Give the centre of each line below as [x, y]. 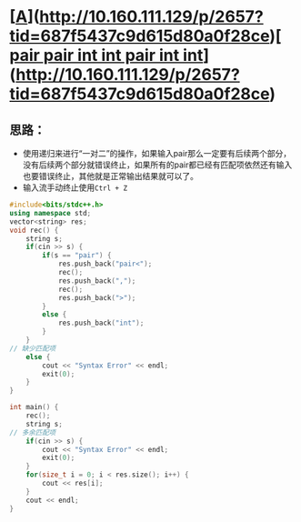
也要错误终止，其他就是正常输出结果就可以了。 [110, 176]
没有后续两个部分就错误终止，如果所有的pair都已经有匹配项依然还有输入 [157, 165]
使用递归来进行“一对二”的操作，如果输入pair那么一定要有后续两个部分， [157, 153]
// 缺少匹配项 [33, 348]
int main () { [34, 407]
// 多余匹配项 [33, 432]
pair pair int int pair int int [106, 55]
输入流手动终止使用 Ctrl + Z [75, 187]
